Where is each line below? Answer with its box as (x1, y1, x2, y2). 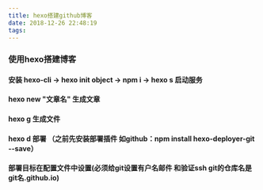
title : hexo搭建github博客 (8, 11, 93, 20)
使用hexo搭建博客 (8, 54, 77, 65)
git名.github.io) (8, 173, 59, 183)
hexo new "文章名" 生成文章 (8, 94, 101, 104)
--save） (8, 143, 38, 153)
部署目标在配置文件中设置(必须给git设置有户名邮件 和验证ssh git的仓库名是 (8, 163, 252, 173)
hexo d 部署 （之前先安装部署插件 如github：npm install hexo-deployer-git (8, 134, 255, 143)
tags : (8, 26, 26, 34)
